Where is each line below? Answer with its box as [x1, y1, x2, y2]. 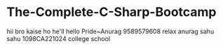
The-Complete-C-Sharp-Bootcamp [6, 4, 217, 20]
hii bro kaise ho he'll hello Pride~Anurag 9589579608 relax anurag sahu [6, 27, 215, 35]
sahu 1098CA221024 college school [6, 34, 110, 42]
